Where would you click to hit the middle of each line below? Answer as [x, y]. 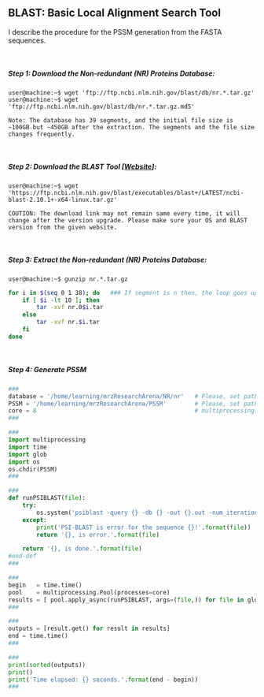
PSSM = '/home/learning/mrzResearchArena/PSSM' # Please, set [125, 404]
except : [35, 520]
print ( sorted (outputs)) [47, 665]
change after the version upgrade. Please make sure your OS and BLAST [128, 220]
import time [27, 447]
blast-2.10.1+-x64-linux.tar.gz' [63, 199]
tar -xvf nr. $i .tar [68, 322]
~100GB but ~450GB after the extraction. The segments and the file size [132, 127]
